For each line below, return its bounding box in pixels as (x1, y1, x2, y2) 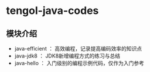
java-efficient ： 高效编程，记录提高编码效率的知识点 (14, 45, 142, 52)
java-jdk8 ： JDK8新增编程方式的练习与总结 (14, 52, 121, 59)
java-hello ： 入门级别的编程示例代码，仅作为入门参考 (14, 60, 145, 66)
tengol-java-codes (6, 4, 99, 17)
